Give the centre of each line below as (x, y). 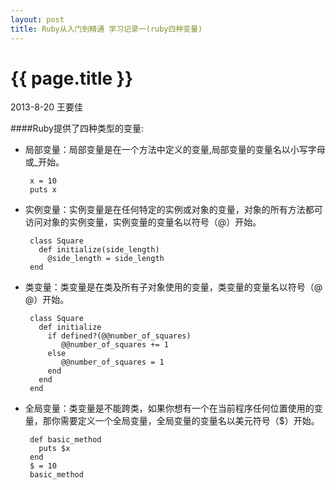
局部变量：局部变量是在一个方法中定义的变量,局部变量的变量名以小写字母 (175, 150)
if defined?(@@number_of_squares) (119, 336)
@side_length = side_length (106, 259)
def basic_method (65, 440)
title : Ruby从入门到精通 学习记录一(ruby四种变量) (106, 29)
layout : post (37, 19)
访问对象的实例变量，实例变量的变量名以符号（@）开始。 (143, 222)
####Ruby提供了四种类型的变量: (77, 128)
